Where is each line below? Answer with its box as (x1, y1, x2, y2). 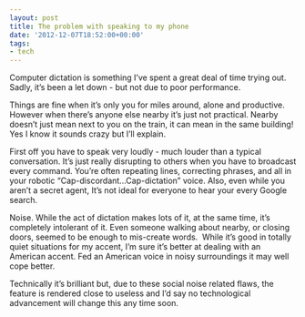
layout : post (9, 13, 59, 23)
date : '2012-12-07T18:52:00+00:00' (9, 30, 145, 39)
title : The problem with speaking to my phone (9, 22, 189, 31)
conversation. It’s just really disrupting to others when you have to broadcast (9, 156, 297, 167)
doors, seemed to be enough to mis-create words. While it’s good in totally (9, 231, 291, 242)
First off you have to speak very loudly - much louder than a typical (9, 147, 262, 158)
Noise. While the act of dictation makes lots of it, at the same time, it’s (9, 212, 270, 223)
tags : (9, 38, 30, 48)
